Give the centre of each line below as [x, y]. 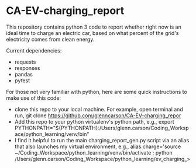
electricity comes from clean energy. [50, 39]
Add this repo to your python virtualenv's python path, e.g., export [94, 121]
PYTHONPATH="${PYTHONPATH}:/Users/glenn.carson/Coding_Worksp [102, 128]
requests [25, 62]
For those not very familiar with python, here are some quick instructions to [97, 92]
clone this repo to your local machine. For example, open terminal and [99, 109]
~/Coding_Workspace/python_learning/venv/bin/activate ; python [93, 152]
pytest [22, 80]
